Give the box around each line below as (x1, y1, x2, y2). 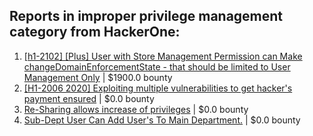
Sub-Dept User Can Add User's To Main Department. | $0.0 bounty (23, 114, 301, 126)
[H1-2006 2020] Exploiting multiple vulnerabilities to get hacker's (23, 82, 293, 94)
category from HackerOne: (9, 24, 181, 41)
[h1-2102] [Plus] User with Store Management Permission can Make (23, 50, 303, 62)
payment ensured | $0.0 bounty (23, 92, 155, 104)
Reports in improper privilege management (9, 8, 284, 25)
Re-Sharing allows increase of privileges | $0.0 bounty (23, 103, 249, 115)
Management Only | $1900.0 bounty (23, 71, 173, 83)
